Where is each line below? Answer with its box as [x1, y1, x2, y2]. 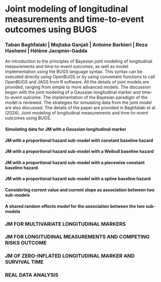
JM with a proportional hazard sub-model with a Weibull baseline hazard [5, 149, 154, 154]
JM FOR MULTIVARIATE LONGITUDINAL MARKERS [5, 220, 126, 227]
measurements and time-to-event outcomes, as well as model [5, 64, 129, 69]
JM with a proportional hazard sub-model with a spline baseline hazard [5, 176, 151, 182]
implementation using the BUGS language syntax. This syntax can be [5, 69, 143, 75]
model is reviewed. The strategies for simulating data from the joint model [5, 100, 152, 105]
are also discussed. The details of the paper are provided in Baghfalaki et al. [5, 105, 157, 111]
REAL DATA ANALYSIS [5, 272, 59, 279]
